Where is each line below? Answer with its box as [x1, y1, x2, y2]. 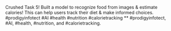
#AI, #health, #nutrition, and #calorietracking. [5, 20, 101, 26]
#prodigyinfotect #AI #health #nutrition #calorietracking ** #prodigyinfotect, [5, 15, 166, 20]
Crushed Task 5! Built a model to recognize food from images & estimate [5, 4, 158, 10]
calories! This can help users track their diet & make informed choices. [5, 9, 154, 15]
